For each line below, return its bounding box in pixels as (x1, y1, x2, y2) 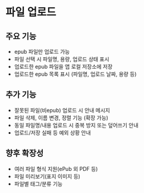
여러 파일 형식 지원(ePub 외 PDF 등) (14, 165, 98, 172)
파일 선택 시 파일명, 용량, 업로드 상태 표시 (14, 56, 109, 63)
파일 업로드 (5, 5, 57, 19)
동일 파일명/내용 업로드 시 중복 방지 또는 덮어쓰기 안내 (14, 121, 139, 128)
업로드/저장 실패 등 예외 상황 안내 (14, 129, 91, 136)
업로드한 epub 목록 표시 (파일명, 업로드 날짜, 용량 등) (14, 71, 137, 78)
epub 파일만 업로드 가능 (14, 48, 70, 55)
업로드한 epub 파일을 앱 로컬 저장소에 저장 (14, 63, 113, 70)
